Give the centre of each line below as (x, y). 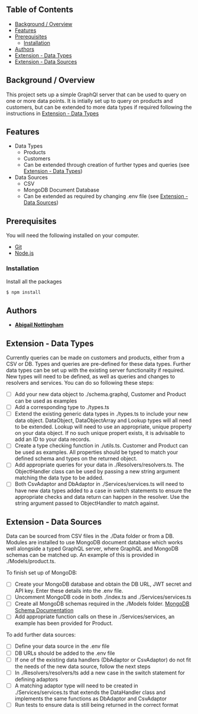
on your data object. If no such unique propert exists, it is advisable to (100, 433)
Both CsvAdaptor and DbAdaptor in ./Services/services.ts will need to (99, 484)
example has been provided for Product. (64, 624)
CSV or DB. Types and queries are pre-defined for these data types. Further (98, 364)
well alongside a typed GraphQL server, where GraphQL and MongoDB (92, 549)
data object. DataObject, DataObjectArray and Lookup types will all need (103, 421)
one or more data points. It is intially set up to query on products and (90, 100)
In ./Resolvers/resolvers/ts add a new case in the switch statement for (100, 673)
